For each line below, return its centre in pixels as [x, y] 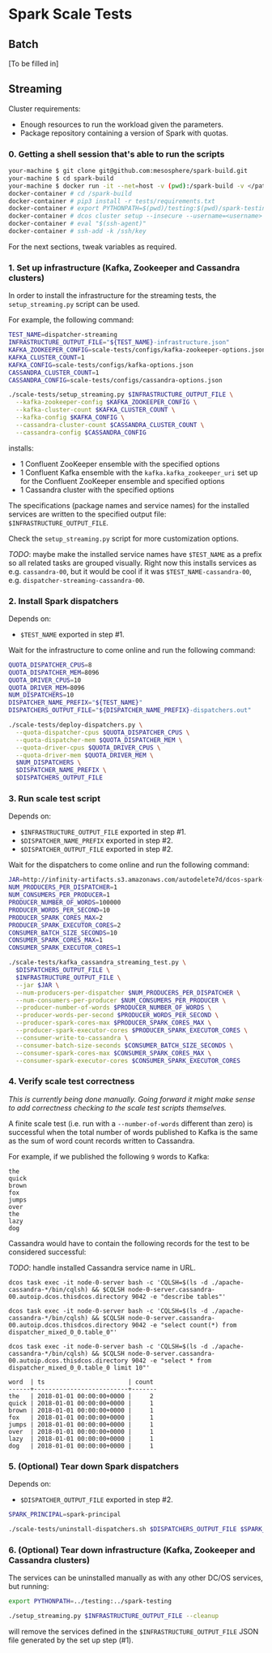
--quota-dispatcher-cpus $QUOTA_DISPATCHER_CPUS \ [103, 732]
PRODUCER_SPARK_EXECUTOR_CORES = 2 [65, 925]
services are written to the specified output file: [87, 514]
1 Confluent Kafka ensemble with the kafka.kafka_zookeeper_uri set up [139, 473]
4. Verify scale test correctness [72, 1081]
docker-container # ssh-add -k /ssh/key [78, 231]
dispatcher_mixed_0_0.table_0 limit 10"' [79, 1368]
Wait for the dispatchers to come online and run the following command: [129, 865]
